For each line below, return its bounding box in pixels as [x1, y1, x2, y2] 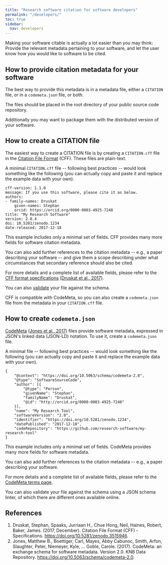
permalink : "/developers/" [5, 12, 62, 17]
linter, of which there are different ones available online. [5, 494, 120, 500]
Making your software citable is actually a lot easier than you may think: [5, 40, 153, 46]
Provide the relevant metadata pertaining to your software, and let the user [5, 45, 159, 51]
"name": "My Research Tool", [14, 408, 75, 413]
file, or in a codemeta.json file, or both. [5, 92, 84, 98]
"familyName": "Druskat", [23, 395, 78, 400]
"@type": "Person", [23, 386, 64, 391]
